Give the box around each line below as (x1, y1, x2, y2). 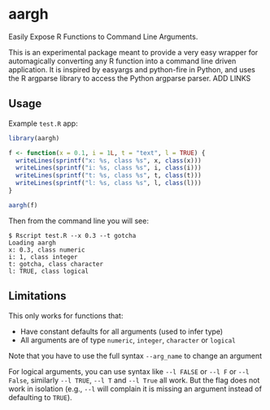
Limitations (8, 289, 67, 303)
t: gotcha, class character (8, 260, 104, 268)
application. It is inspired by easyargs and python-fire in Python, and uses (8, 64, 256, 74)
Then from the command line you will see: (8, 216, 149, 226)
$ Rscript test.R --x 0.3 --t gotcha (8, 231, 137, 240)
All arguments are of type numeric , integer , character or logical (20, 334, 236, 345)
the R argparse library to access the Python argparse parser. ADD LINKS (8, 73, 251, 83)
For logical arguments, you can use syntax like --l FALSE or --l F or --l (8, 366, 250, 376)
